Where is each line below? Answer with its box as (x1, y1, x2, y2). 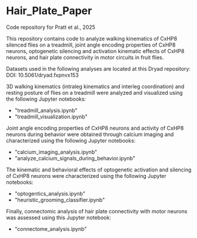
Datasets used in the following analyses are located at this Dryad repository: (6, 65, 191, 72)
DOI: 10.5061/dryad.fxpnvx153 (6, 71, 79, 78)
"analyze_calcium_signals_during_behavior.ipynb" (14, 154, 135, 161)
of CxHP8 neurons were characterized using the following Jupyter (6, 172, 166, 179)
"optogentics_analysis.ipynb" (14, 190, 85, 197)
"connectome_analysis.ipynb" (14, 225, 87, 232)
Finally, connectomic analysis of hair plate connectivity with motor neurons (6, 207, 188, 214)
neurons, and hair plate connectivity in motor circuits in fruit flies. (6, 54, 164, 61)
